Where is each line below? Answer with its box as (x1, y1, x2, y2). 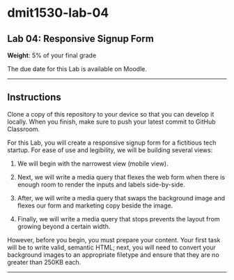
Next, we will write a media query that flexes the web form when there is (17, 172, 225, 181)
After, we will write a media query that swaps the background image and (17, 193, 225, 202)
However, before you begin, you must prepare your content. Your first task (7, 235, 221, 244)
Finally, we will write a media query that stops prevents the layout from (17, 214, 220, 223)
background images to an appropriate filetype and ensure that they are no (7, 250, 219, 259)
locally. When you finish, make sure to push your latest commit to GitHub (7, 117, 216, 126)
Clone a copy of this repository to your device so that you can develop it (7, 110, 214, 118)
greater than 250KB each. (7, 258, 81, 266)
